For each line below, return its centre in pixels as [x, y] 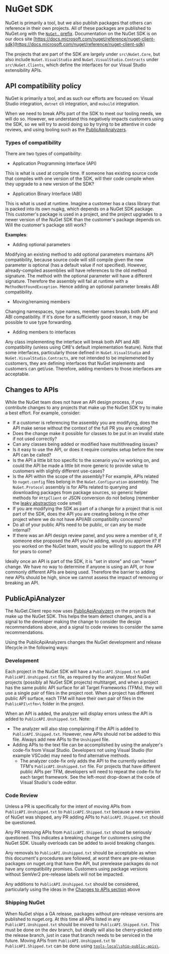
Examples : [16, 235]
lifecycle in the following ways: [37, 647]
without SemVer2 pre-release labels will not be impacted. [65, 874]
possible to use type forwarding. [39, 322]
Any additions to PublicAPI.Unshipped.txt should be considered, [72, 884]
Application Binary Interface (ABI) [47, 194]
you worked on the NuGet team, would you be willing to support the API [87, 546]
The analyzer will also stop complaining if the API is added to [76, 729]
